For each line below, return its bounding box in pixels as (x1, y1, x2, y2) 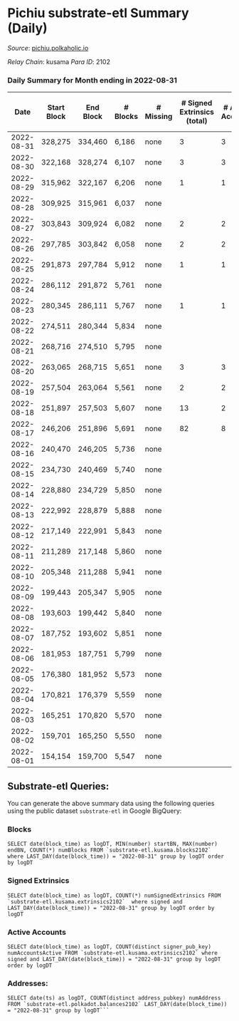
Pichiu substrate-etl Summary (7, 5, 190, 21)
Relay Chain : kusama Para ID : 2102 (7, 57, 110, 66)
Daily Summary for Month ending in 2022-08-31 (7, 75, 178, 85)
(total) (186, 116, 208, 126)
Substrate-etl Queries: (7, 780, 110, 792)
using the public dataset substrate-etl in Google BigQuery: (7, 807, 182, 815)
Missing (144, 112, 173, 122)
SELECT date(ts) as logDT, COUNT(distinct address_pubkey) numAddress (7, 995, 221, 1002)
